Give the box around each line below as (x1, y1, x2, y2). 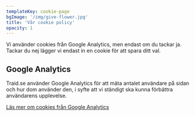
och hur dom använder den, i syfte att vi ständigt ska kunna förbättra (6, 86, 173, 93)
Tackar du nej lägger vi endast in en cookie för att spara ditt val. (6, 47, 161, 54)
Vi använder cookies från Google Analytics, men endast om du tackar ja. (6, 41, 181, 48)
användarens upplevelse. (6, 92, 67, 100)
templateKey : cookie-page (6, 8, 70, 15)
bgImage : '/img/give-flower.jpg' (6, 14, 88, 20)
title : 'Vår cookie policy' (6, 19, 75, 25)
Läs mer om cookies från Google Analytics (6, 104, 110, 111)
